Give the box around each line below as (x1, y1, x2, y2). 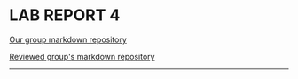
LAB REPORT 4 (9, 5, 121, 25)
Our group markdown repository (9, 34, 127, 45)
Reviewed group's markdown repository (9, 51, 155, 61)
